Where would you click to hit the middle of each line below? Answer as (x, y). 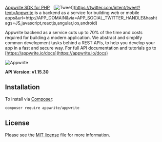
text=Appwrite (19, 13)
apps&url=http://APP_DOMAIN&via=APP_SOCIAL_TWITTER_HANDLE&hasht (81, 18)
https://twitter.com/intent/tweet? (108, 8)
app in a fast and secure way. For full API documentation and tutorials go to (81, 48)
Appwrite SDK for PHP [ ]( (40, 8)
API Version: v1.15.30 (27, 72)
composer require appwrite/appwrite (42, 108)
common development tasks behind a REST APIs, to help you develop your (80, 43)
